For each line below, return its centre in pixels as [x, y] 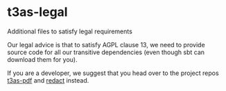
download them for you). [42, 59]
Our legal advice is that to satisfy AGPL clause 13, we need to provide [106, 44]
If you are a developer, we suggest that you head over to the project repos [113, 73]
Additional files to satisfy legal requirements [70, 31]
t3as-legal [37, 12]
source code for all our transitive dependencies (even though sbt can [106, 52]
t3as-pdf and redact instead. [48, 80]
